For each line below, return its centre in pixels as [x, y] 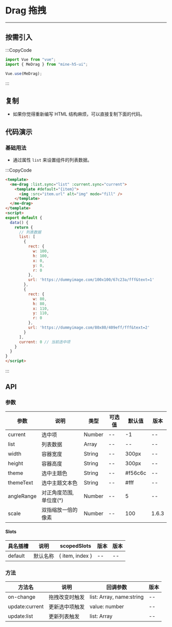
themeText [20, 482]
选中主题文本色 [60, 483]
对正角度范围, [58, 492]
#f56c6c [136, 473]
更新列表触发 [64, 617]
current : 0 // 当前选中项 [45, 342]
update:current [26, 606]
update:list [20, 616]
